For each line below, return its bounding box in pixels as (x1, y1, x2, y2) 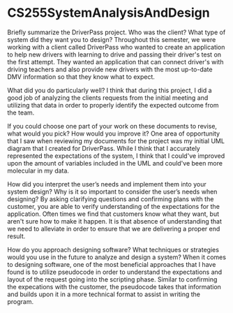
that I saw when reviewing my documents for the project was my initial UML (7, 136, 225, 145)
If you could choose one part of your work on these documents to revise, (7, 122, 218, 130)
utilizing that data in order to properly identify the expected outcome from (7, 101, 219, 109)
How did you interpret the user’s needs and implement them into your (7, 180, 207, 188)
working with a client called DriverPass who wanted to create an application (7, 43, 225, 51)
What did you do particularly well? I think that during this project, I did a (7, 86, 212, 94)
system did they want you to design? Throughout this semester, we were (7, 35, 216, 43)
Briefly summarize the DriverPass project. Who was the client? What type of (7, 28, 226, 36)
